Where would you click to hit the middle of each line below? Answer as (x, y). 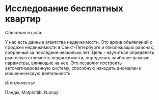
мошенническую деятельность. (39, 73)
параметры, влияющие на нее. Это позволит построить (64, 63)
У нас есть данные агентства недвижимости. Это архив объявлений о (79, 42)
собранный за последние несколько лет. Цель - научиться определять (80, 52)
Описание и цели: (24, 32)
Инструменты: (20, 83)
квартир (23, 19)
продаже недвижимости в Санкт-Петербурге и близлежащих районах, (80, 47)
